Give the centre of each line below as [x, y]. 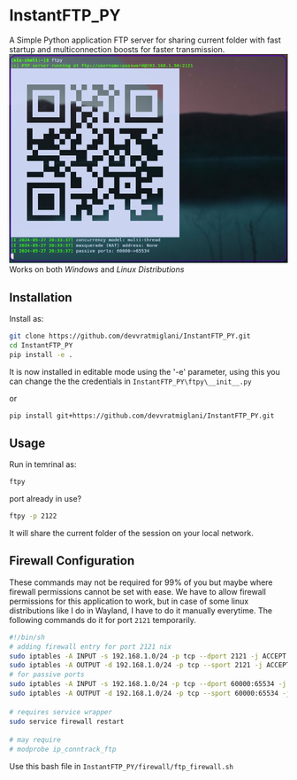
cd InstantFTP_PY [41, 345]
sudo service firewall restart [67, 721]
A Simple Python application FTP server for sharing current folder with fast [145, 40]
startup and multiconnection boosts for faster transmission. [117, 49]
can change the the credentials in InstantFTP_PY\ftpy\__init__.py [130, 381]
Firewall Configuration [72, 561]
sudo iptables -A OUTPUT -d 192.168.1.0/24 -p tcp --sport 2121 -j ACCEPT [150, 666]
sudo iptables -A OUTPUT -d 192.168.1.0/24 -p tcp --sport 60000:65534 [144, 694]
